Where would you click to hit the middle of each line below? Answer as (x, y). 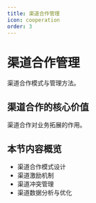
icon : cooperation (33, 20)
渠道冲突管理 (35, 184)
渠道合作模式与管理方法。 (44, 83)
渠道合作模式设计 (41, 166)
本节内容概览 (35, 149)
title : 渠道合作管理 (33, 13)
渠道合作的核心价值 (48, 107)
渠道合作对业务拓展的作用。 (47, 125)
